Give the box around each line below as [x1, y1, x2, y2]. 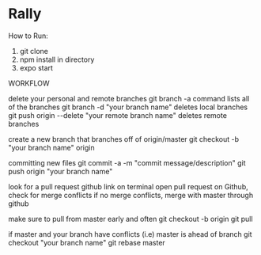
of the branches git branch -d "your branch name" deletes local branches [8, 102, 248, 112]
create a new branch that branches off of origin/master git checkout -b [8, 134, 240, 143]
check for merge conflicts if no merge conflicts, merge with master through [8, 190, 254, 200]
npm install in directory [19, 55, 95, 64]
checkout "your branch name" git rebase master [8, 238, 166, 247]
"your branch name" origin [8, 143, 95, 152]
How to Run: [8, 31, 49, 40]
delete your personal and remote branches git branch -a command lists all [8, 93, 250, 103]
